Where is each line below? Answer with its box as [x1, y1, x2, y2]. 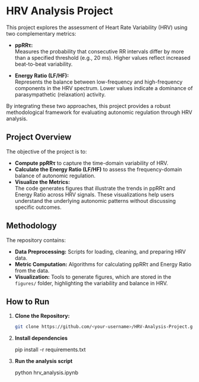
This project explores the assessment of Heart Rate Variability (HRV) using [6, 24, 188, 31]
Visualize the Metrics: [14, 178, 70, 185]
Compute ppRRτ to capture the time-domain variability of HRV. [14, 159, 169, 167]
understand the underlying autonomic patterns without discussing [14, 197, 176, 204]
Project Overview [6, 132, 72, 142]
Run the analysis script [14, 358, 73, 365]
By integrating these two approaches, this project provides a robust [6, 102, 171, 109]
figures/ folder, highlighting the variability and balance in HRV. [14, 279, 168, 286]
